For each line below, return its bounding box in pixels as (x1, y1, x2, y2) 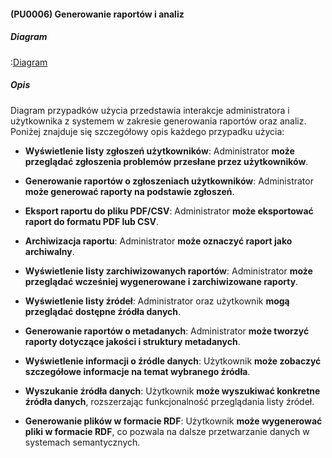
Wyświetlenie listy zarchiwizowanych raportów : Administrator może (24, 265, 313, 277)
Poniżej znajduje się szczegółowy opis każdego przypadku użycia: (10, 125, 285, 137)
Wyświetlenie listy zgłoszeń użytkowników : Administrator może (24, 145, 295, 157)
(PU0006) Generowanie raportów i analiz (10, 8, 185, 20)
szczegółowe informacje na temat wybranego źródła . (24, 365, 251, 377)
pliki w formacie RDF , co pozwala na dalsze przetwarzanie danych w (24, 425, 310, 437)
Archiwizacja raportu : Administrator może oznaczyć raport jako (24, 235, 293, 247)
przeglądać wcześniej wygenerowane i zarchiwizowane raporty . (24, 275, 299, 287)
